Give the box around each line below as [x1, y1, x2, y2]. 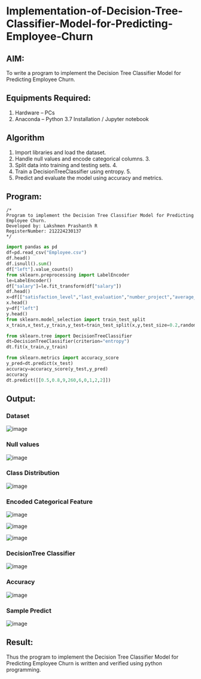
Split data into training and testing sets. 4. [14, 161, 118, 168]
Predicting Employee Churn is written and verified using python [6, 659, 163, 666]
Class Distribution [6, 469, 60, 477]
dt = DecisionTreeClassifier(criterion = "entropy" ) [6, 339, 130, 345]
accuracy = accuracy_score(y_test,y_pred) [6, 366, 109, 372]
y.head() [6, 310, 28, 317]
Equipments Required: [6, 93, 91, 103]
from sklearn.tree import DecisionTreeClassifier [6, 333, 133, 339]
